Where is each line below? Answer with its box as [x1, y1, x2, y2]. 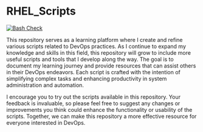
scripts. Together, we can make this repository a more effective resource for [6, 113, 197, 120]
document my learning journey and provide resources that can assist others [6, 62, 196, 69]
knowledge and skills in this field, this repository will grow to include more [6, 49, 191, 56]
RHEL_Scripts [6, 4, 76, 18]
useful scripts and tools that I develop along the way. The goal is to [6, 55, 174, 63]
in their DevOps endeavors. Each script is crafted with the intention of [6, 68, 181, 75]
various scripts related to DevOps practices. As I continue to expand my [6, 43, 187, 50]
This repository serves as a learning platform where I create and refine [6, 36, 183, 43]
